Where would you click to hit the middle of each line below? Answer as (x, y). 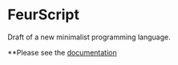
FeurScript (43, 15)
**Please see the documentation (62, 52)
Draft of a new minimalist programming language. (89, 37)
